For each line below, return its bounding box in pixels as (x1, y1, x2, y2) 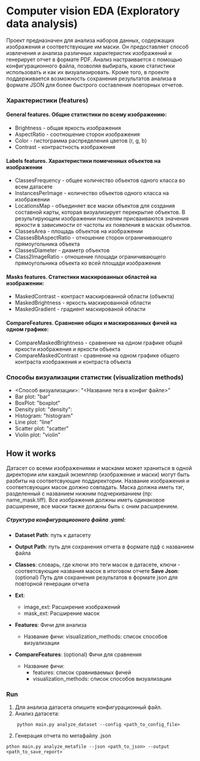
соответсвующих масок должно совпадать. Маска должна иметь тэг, (6, 483, 185, 490)
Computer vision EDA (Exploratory (6, 4, 180, 18)
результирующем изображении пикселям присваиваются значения (14, 215, 189, 222)
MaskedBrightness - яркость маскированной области (14, 299, 151, 307)
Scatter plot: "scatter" (14, 425, 69, 432)
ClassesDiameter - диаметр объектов (14, 247, 110, 254)
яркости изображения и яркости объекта (14, 345, 121, 353)
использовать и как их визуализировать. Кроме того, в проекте (6, 68, 170, 75)
